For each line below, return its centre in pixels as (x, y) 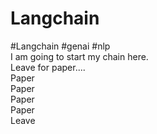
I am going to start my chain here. (79, 56)
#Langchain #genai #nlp (60, 46)
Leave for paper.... (48, 67)
